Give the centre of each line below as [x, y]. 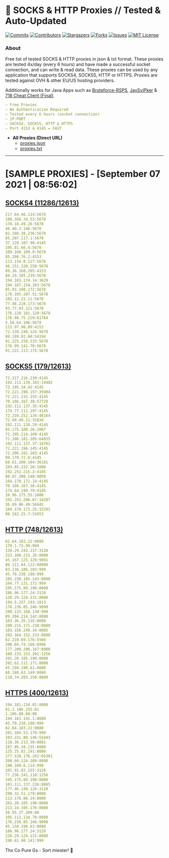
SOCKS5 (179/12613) [38, 366]
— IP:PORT [16, 119]
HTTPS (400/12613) [37, 693]
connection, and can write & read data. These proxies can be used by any [82, 70]
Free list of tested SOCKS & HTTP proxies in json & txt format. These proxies [84, 59]
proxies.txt [31, 149]
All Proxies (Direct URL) [37, 138]
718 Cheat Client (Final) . [30, 96]
